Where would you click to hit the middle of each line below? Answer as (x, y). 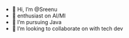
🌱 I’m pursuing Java (37, 22)
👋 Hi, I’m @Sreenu (35, 9)
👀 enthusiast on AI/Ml (39, 16)
